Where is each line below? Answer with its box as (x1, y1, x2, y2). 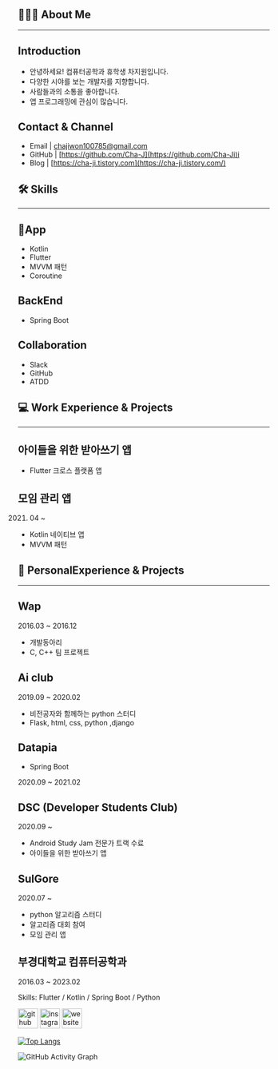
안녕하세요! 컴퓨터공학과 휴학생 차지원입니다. (29, 66, 169, 76)
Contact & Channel (18, 121, 113, 134)
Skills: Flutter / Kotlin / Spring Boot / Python (18, 992, 161, 1002)
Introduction (18, 45, 81, 58)
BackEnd (18, 294, 63, 308)
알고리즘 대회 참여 (29, 920, 85, 929)
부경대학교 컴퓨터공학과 (18, 956, 127, 969)
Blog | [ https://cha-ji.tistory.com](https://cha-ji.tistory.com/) (29, 158, 227, 168)
